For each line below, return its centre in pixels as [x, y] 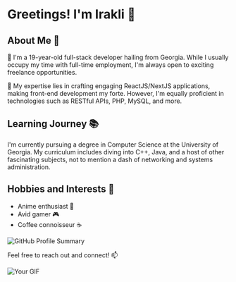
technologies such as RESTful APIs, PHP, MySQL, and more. [95, 101]
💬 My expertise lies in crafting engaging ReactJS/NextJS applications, [109, 86]
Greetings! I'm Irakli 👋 [72, 14]
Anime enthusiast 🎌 [45, 206]
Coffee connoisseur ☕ [50, 224]
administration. [29, 167]
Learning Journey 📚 [53, 124]
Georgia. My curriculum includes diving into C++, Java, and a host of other [116, 152]
